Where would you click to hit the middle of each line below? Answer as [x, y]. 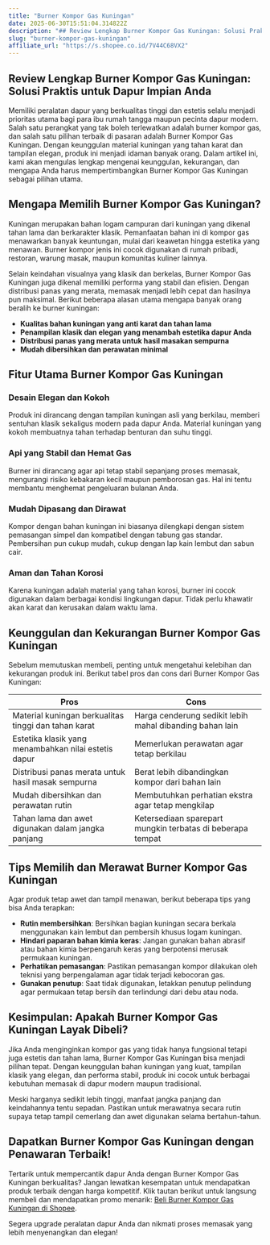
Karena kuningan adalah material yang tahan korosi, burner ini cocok [122, 590]
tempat [147, 839]
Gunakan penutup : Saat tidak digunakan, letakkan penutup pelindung [135, 983]
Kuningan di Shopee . [43, 1208]
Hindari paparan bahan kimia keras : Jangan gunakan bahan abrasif [133, 940]
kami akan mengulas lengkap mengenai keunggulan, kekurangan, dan [124, 161]
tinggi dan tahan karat [53, 726]
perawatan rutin [42, 806]
